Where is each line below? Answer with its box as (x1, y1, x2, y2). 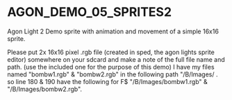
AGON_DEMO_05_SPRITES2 (7, 4, 172, 20)
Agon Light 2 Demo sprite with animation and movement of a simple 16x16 (7, 27, 219, 35)
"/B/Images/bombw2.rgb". (7, 85, 82, 93)
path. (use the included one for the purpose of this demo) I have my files (7, 62, 215, 71)
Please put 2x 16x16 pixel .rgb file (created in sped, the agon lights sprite (7, 48, 215, 56)
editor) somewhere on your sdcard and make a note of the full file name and (7, 55, 226, 63)
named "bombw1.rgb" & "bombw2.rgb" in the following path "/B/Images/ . (7, 70, 218, 78)
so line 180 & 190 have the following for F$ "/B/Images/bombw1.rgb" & (7, 77, 208, 85)
